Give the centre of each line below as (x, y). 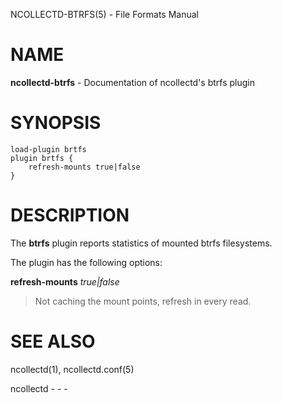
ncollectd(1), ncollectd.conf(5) (72, 369)
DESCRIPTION (70, 215)
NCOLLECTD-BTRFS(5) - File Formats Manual (104, 14)
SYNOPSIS (56, 123)
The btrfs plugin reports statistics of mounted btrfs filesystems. (141, 243)
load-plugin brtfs (48, 149)
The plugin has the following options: (86, 262)
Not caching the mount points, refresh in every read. (143, 301)
